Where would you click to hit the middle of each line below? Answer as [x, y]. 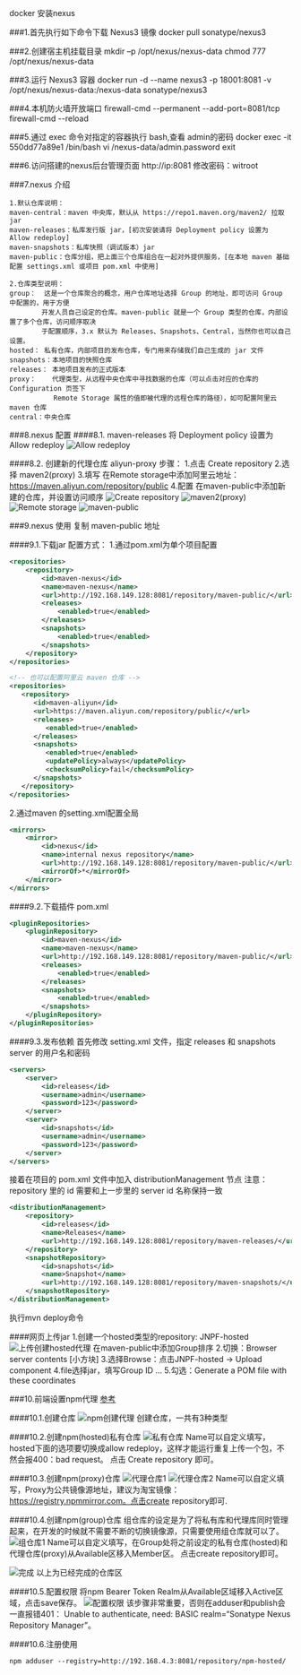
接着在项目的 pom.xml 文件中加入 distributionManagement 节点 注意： [139, 1179]
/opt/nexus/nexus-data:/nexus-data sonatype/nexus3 [108, 90]
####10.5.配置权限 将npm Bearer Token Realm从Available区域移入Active [142, 1591]
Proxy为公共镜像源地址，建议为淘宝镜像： [102, 1489]
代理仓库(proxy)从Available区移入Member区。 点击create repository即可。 [146, 1553]
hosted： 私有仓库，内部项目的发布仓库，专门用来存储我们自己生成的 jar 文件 [137, 350]
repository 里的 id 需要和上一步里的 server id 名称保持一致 [116, 1191]
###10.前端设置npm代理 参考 [63, 1399]
